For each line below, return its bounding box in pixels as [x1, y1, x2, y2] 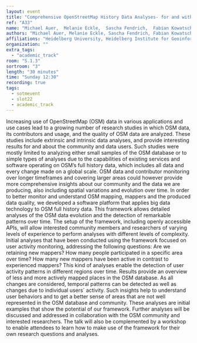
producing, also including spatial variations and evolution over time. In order [6, 187, 189, 194]
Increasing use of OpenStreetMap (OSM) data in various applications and [6, 118, 184, 125]
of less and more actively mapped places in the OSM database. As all [6, 274, 174, 281]
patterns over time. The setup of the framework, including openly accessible [6, 218, 191, 225]
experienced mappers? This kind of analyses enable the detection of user [6, 261, 184, 268]
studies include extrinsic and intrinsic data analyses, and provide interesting [6, 136, 189, 144]
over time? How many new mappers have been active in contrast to [6, 255, 169, 262]
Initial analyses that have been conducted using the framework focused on [6, 237, 186, 244]
